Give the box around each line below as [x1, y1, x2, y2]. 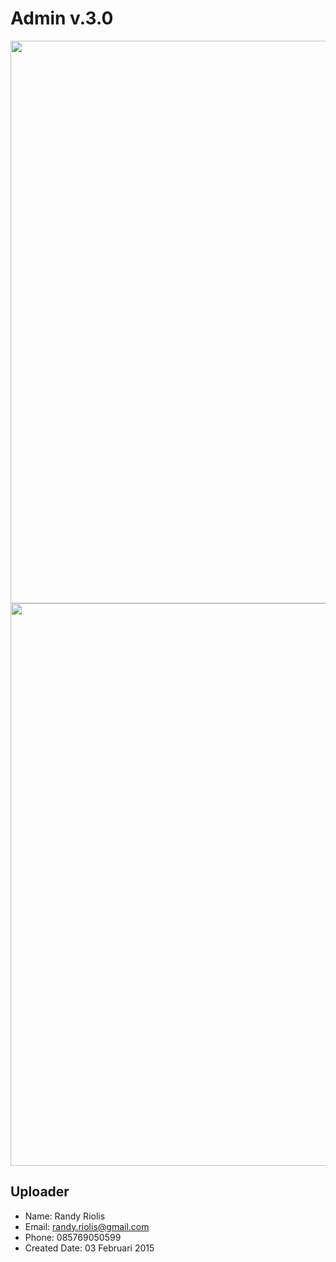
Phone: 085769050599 [24, 1231, 122, 1243]
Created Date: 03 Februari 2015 [24, 1242, 155, 1254]
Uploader [10, 1183, 70, 1201]
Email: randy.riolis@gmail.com [24, 1220, 150, 1232]
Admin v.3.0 [10, 7, 114, 30]
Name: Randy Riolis [24, 1210, 106, 1222]
